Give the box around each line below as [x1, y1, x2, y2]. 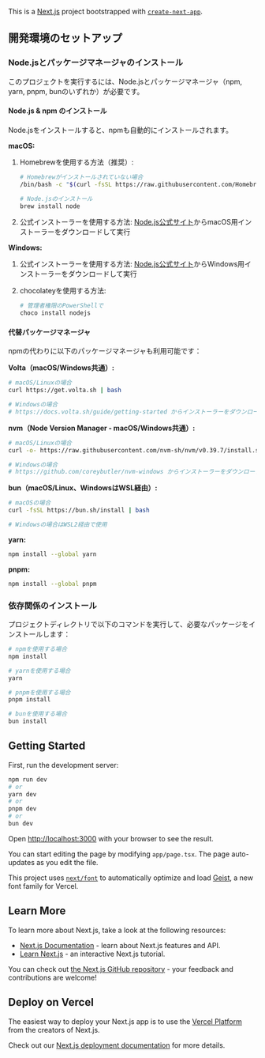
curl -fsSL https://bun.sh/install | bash [8, 506, 150, 515]
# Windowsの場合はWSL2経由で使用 [8, 521, 108, 529]
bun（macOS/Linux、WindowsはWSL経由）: [8, 483, 158, 493]
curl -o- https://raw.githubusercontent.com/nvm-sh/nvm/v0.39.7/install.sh [8, 446, 263, 454]
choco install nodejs [19, 309, 91, 317]
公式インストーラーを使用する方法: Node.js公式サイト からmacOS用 [19, 217, 238, 227]
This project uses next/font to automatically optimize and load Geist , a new [8, 873, 254, 882]
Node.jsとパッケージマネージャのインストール [8, 57, 184, 68]
